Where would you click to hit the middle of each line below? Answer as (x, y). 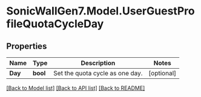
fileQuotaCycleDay (55, 24)
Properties (27, 46)
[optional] (162, 73)
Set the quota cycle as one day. (98, 73)
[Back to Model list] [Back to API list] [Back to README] (76, 88)
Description (98, 63)
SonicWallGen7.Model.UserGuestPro (100, 11)
